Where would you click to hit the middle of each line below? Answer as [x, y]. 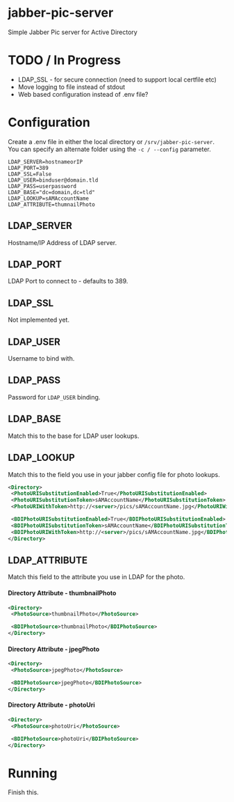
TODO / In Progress [64, 60]
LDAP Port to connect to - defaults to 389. [68, 281]
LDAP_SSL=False [30, 174]
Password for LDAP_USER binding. [54, 397]
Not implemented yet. [39, 320]
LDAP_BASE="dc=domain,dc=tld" [52, 192]
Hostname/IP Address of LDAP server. [62, 242]
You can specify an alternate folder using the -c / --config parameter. [109, 149]
